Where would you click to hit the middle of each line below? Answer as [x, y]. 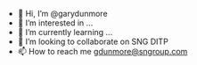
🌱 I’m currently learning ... [65, 32]
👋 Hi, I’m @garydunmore [63, 14]
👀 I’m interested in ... [55, 23]
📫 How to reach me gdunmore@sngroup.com [103, 51]
